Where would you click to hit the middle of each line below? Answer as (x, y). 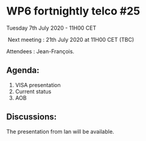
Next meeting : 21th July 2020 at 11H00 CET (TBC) (71, 39)
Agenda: (23, 70)
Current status (33, 91)
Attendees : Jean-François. (40, 51)
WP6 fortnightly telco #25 (73, 11)
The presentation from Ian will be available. (60, 131)
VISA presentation (38, 85)
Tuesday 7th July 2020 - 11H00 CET (51, 28)
